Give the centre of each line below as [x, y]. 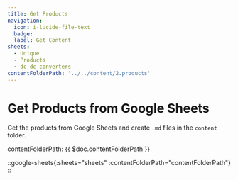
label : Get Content [43, 40]
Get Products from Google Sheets [108, 108]
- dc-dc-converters [43, 67]
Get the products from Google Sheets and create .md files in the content [113, 128]
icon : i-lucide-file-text [52, 27]
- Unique [27, 54]
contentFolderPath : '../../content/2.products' [79, 73]
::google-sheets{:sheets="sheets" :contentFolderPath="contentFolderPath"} [119, 163]
